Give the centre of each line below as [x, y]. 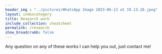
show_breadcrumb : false [30, 32]
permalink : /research [27, 28]
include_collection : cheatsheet [38, 23]
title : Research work [27, 19]
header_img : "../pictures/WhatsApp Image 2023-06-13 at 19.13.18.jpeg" [81, 10]
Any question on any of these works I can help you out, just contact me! [78, 46]
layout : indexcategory [28, 14]
